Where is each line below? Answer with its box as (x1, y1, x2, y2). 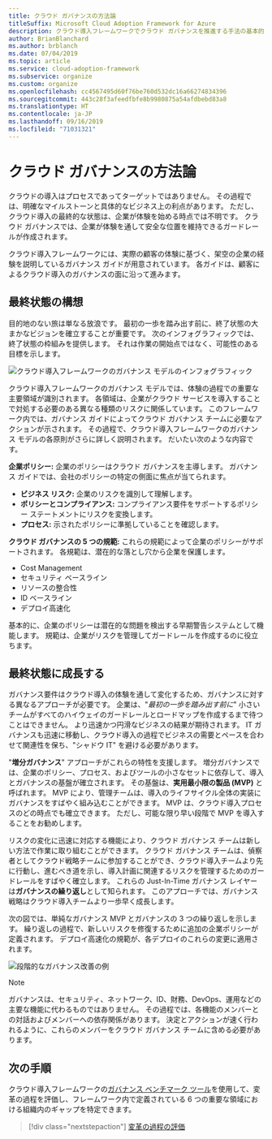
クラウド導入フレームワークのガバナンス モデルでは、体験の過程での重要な (8, 383, 260, 393)
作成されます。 (22, 231, 72, 241)
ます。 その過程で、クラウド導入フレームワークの (64, 424, 230, 434)
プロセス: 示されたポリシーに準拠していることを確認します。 (19, 519, 223, 529)
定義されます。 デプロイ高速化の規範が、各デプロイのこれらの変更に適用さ (8, 934, 259, 944)
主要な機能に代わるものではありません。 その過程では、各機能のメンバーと (8, 1004, 260, 1015)
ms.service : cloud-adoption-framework (8, 65, 140, 73)
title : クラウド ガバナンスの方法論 (8, 11, 116, 20)
